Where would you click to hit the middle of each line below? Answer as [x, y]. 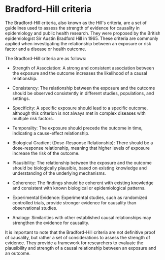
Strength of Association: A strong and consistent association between [83, 68]
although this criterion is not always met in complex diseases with [79, 113]
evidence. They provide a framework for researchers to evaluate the [74, 243]
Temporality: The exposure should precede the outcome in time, [77, 128]
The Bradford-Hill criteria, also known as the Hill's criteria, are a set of [76, 23]
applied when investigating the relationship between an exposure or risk [78, 43]
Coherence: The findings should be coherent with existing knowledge [83, 183]
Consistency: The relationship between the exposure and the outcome [83, 88]
